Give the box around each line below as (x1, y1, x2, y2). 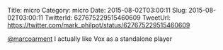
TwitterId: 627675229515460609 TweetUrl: (45, 13, 171, 22)
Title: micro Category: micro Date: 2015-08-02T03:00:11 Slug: (7, 6, 188, 14)
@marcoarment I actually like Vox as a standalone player (7, 35, 172, 43)
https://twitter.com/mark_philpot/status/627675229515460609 (7, 21, 190, 29)
